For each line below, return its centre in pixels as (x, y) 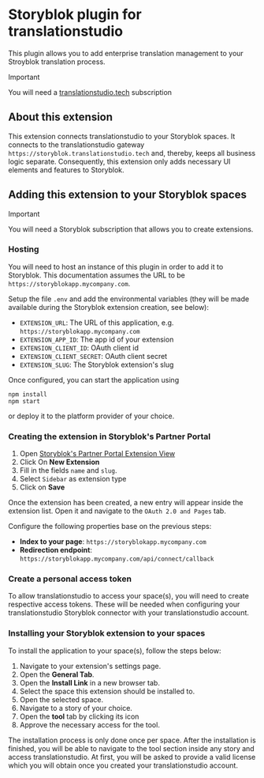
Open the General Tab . (57, 674)
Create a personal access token (70, 579)
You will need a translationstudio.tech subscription (90, 92)
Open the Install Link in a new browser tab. (89, 682)
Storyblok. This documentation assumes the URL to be (97, 275)
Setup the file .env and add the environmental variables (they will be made (129, 299)
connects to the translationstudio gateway (76, 145)
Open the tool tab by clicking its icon (79, 716)
